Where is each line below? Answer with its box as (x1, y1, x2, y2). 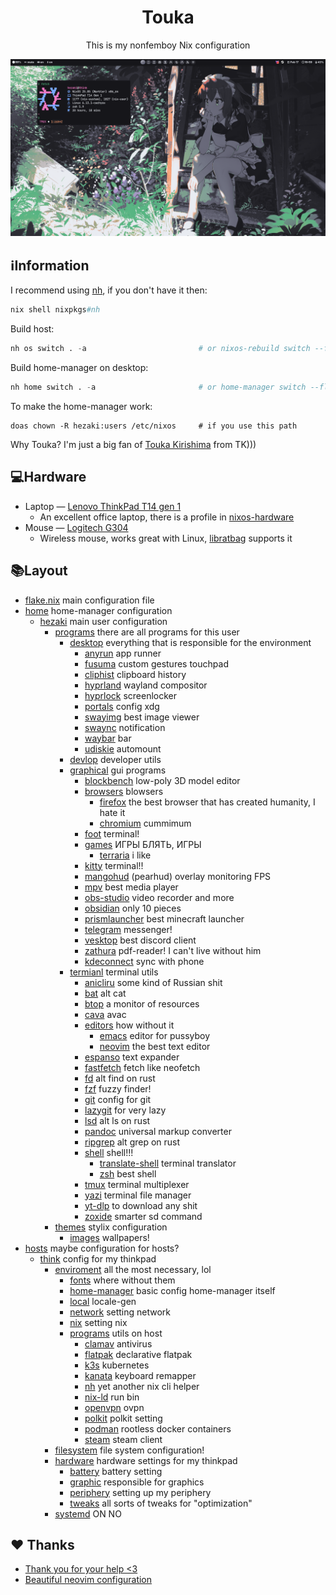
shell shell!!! (84, 1146, 134, 1158)
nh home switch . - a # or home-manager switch (10, 382, 307, 392)
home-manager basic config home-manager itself (69, 1284, 276, 1296)
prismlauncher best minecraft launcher (84, 912, 245, 925)
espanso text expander (84, 1051, 180, 1063)
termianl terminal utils (69, 966, 159, 978)
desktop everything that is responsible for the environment (69, 636, 312, 648)
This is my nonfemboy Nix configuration (85, 39, 251, 51)
